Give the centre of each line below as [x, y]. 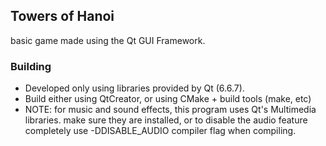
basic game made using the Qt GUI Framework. [108, 40]
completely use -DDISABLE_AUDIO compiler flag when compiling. [160, 131]
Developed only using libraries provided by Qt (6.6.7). [134, 88]
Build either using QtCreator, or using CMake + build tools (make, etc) [168, 99]
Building [31, 66]
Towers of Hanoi [62, 16]
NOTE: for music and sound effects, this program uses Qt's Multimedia [170, 110]
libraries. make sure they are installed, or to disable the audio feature [166, 120]
